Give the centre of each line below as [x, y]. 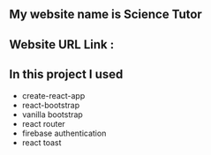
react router [44, 123]
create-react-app [53, 95]
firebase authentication [64, 133]
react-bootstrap [51, 105]
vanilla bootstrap [53, 114]
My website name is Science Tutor [106, 15]
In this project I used [66, 74]
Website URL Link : [62, 44]
